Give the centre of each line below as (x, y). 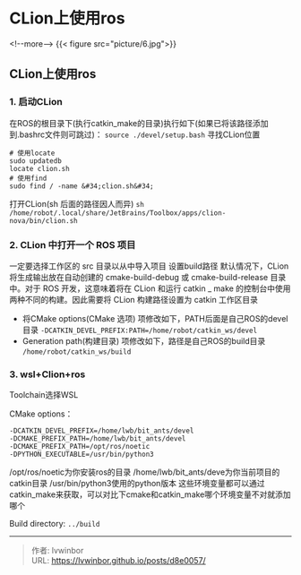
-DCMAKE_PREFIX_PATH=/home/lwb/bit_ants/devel (98, 439)
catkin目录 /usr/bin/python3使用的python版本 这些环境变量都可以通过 (138, 484)
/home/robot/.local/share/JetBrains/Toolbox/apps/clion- (118, 213)
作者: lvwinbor (57, 551)
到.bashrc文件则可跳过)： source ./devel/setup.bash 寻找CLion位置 (135, 134)
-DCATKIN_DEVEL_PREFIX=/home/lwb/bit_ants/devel (102, 431)
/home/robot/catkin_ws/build (77, 352)
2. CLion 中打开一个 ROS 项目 (73, 245)
